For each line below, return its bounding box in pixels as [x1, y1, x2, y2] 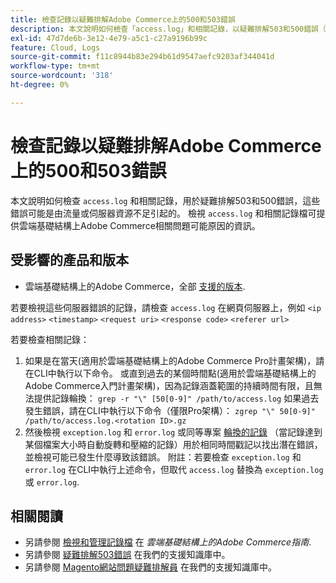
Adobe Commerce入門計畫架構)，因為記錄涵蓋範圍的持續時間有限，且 [24, 379, 314, 391]
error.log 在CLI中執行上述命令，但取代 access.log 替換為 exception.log [24, 463, 324, 475]
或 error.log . [24, 476, 80, 488]
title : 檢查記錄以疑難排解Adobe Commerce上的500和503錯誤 [10, 14, 236, 25]
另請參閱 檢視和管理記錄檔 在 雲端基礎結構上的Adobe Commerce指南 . [24, 536, 312, 548]
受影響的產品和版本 [10, 252, 129, 269]
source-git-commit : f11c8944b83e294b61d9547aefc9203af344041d [10, 52, 275, 62]
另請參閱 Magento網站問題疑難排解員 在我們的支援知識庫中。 [24, 561, 278, 573]
